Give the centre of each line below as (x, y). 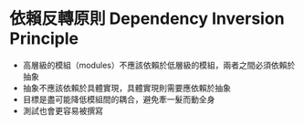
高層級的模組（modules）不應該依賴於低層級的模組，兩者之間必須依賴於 (159, 65)
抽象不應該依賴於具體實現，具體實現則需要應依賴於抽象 (126, 88)
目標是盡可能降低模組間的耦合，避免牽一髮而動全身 (119, 99)
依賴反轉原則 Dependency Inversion (147, 19)
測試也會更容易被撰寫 (63, 110)
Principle (44, 39)
